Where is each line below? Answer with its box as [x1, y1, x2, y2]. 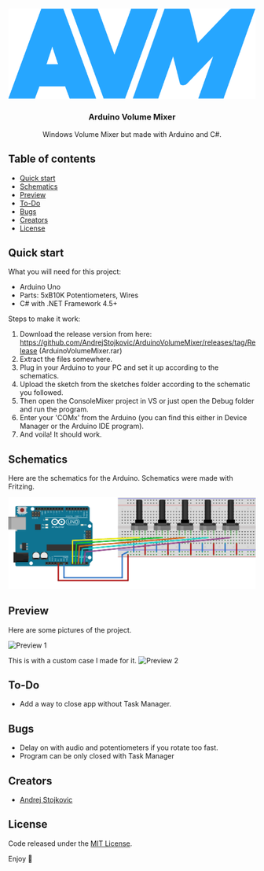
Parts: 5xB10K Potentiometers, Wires [19, 290, 139, 300]
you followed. [19, 388, 64, 397]
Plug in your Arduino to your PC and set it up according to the [19, 363, 219, 372]
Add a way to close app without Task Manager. [19, 699, 171, 709]
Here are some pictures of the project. [8, 625, 132, 634]
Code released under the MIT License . [8, 839, 133, 848]
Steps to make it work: [8, 314, 81, 323]
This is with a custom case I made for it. [8, 655, 137, 665]
